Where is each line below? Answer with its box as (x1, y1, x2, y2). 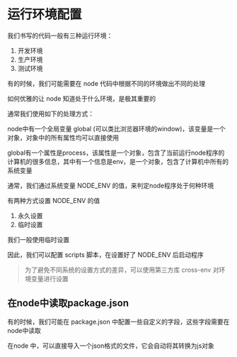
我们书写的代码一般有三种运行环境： (7, 31, 113, 40)
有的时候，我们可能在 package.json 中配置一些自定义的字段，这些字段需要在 (7, 317, 230, 326)
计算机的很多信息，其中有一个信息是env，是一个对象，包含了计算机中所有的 (7, 157, 229, 165)
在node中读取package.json (7, 297, 129, 309)
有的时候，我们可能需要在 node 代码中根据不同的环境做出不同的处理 (7, 79, 206, 87)
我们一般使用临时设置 (7, 235, 69, 243)
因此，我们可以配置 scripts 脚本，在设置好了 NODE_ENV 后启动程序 (7, 250, 204, 259)
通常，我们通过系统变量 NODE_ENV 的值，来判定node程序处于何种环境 (7, 181, 214, 190)
